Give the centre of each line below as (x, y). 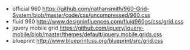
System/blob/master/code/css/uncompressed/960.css (81, 15)
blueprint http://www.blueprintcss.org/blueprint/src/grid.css (88, 41)
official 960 (27, 9)
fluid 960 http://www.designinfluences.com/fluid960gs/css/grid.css (98, 21)
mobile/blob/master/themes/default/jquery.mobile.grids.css (87, 34)
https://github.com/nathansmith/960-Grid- (96, 9)
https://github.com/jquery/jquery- (102, 28)
